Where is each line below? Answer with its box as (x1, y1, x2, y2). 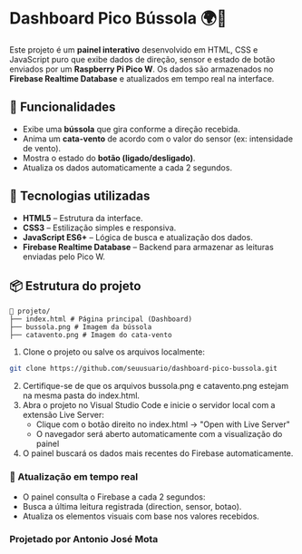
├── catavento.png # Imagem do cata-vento (9, 331, 172, 340)
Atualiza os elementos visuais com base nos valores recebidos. (22, 510, 260, 521)
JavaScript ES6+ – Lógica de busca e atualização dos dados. (22, 231, 254, 242)
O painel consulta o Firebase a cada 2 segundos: (22, 491, 206, 502)
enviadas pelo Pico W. (22, 251, 106, 262)
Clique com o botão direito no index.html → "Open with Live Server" (35, 419, 290, 430)
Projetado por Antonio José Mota (9, 533, 159, 546)
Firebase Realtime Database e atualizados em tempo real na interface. (9, 73, 275, 83)
